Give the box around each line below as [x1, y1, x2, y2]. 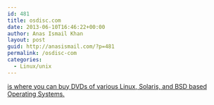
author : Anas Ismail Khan [7, 30, 83, 37]
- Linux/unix [13, 63, 52, 70]
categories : [7, 56, 42, 63]
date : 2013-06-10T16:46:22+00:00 [7, 23, 106, 30]
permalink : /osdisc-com [7, 50, 77, 57]
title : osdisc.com [7, 17, 61, 24]
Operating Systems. [7, 89, 65, 98]
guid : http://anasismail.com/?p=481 [7, 43, 115, 50]
